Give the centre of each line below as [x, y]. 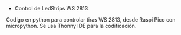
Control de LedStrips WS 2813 [51, 8]
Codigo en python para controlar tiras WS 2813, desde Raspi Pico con [91, 20]
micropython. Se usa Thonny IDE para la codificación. [71, 26]
